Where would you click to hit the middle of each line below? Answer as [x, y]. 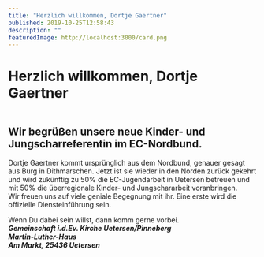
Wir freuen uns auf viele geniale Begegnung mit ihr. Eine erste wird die [123, 196]
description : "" [35, 30]
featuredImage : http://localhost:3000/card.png [88, 37]
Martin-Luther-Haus [43, 237]
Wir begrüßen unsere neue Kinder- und [107, 131]
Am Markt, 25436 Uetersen [54, 245]
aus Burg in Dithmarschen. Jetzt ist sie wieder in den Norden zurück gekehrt [132, 171]
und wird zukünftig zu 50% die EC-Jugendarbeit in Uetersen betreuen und [129, 179]
